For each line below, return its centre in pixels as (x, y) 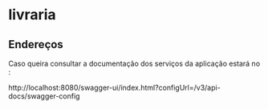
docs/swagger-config (44, 96)
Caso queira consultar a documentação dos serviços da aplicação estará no (134, 63)
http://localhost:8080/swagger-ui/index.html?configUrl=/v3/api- (114, 87)
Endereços (36, 44)
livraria (32, 15)
